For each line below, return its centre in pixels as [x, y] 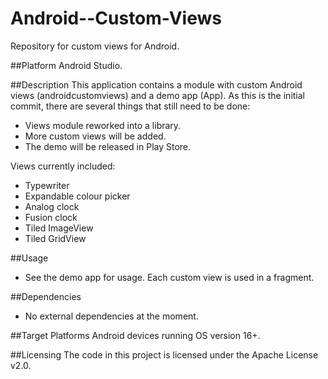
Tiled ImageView [59, 228]
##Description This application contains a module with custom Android [156, 84]
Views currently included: [63, 166]
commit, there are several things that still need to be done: [130, 106]
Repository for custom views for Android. [95, 46]
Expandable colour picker [77, 196]
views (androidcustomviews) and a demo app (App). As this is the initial [157, 95]
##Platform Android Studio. [66, 65]
